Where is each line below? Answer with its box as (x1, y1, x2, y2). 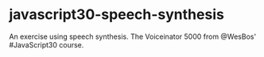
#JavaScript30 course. (9, 40, 84, 49)
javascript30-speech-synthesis (9, 6, 225, 24)
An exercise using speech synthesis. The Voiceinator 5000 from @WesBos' (9, 32, 257, 41)
